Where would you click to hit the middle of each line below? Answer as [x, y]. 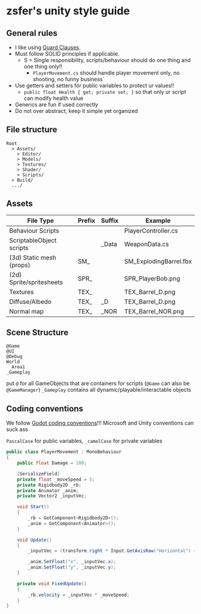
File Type [41, 221]
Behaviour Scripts [34, 230]
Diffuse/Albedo [31, 301]
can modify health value [54, 98]
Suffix [109, 221]
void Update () [34, 540]
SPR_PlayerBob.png [152, 278]
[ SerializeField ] [39, 474]
